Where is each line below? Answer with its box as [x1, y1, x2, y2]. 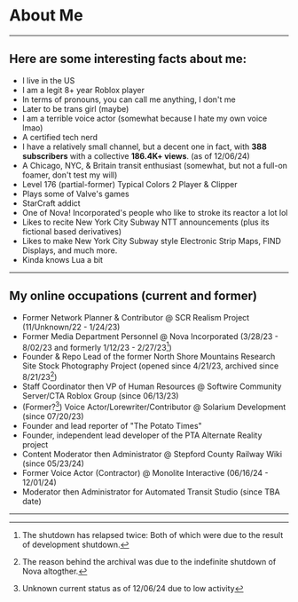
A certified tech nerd [21, 131, 98, 142]
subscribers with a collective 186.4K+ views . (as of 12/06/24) [21, 150, 250, 161]
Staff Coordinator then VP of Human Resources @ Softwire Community [21, 381, 282, 392]
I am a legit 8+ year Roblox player [21, 84, 145, 95]
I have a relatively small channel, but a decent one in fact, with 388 [21, 141, 268, 152]
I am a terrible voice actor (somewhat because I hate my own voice [21, 113, 268, 123]
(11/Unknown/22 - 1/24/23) [21, 321, 121, 332]
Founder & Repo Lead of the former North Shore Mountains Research [21, 352, 276, 362]
